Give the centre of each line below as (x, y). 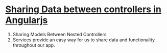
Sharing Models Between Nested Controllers (59, 34)
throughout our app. (34, 45)
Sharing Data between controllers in (83, 9)
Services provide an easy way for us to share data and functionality (83, 40)
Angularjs (27, 20)
